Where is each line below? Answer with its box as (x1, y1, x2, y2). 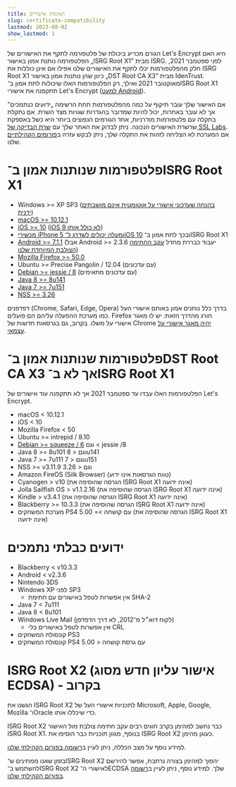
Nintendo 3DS (17, 578, 58, 586)
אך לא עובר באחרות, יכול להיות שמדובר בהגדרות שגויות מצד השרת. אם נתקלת (7, 108, 216, 116)
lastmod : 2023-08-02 (7, 23, 68, 30)
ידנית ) (17, 208, 34, 217)
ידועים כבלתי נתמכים (7, 540, 125, 556)
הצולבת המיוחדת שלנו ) (17, 246, 79, 254)
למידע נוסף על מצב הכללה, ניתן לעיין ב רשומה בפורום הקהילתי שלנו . (7, 743, 187, 751)
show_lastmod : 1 (7, 30, 55, 37)
